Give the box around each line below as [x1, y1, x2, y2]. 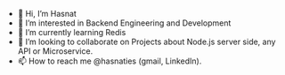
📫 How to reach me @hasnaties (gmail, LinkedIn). [17, 56, 202, 66]
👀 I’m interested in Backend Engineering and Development [17, 18, 232, 28]
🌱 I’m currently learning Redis [17, 27, 126, 37]
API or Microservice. [17, 46, 94, 56]
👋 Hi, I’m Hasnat [17, 9, 77, 19]
